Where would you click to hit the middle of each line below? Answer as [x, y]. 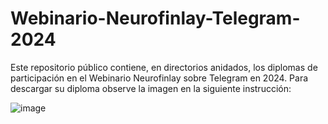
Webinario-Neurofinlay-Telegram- [155, 18]
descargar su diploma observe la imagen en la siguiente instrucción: [151, 88]
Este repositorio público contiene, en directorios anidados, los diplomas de [164, 67]
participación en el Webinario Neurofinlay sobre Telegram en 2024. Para [159, 78]
